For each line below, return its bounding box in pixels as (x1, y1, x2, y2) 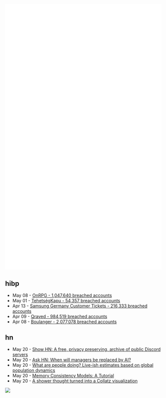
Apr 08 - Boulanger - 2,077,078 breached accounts (12, 319, 117, 325)
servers (12, 351, 28, 357)
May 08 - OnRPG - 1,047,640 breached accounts (12, 292, 112, 298)
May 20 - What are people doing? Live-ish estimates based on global (12, 362, 154, 368)
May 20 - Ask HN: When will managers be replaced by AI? (12, 356, 131, 363)
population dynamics (12, 367, 55, 373)
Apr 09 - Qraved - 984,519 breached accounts (12, 314, 108, 320)
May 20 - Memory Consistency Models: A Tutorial (12, 372, 114, 378)
